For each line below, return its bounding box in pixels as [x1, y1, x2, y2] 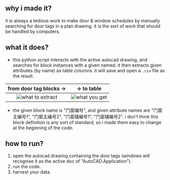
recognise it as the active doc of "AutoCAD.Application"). [12, 158, 132, 164]
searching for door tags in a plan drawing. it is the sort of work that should [5, 23, 161, 29]
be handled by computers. [5, 28, 60, 35]
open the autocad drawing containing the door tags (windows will [12, 153, 150, 159]
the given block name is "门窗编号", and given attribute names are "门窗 [12, 107, 162, 113]
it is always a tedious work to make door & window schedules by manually [5, 17, 160, 23]
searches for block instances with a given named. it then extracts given [12, 62, 162, 68]
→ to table [76, 85, 101, 92]
